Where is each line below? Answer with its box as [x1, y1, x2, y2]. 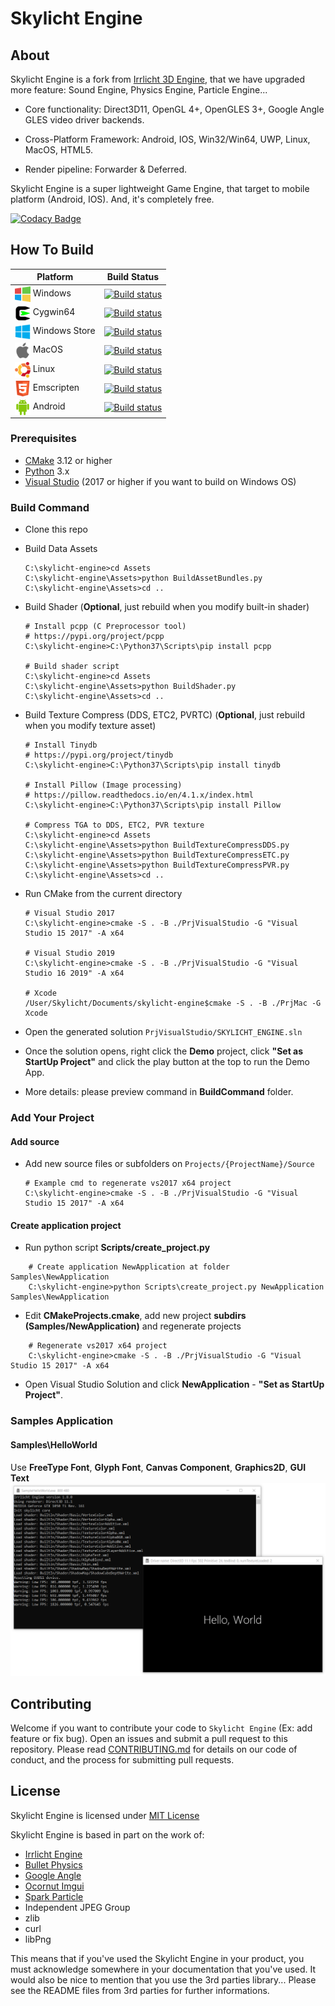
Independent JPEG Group [24, 1901, 131, 1913]
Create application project [10, 1219, 122, 1231]
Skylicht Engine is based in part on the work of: [10, 1828, 205, 1841]
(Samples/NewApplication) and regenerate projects [24, 1320, 242, 1332]
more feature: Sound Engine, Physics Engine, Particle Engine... [10, 84, 268, 96]
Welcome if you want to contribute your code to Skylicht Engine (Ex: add [10, 1722, 313, 1734]
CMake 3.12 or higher [24, 454, 113, 466]
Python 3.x [24, 465, 70, 477]
